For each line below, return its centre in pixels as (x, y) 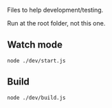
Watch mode (35, 45)
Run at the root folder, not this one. (56, 23)
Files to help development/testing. (55, 10)
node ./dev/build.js (37, 98)
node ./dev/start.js (37, 61)
